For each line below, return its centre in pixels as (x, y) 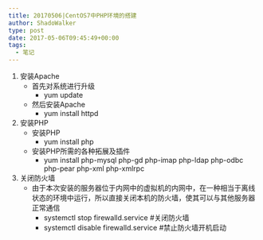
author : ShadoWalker (43, 23)
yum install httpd (71, 113)
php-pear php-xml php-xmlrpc (94, 168)
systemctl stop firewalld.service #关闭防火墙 (116, 218)
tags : (17, 45)
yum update (63, 95)
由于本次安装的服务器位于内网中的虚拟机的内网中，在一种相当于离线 (143, 188)
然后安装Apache (59, 105)
